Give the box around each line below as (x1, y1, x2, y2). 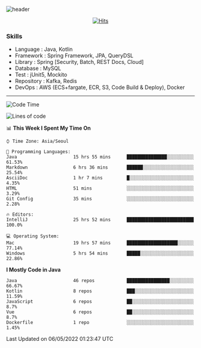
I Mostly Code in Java (6, 266, 61, 273)
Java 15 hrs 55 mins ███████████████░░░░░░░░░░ (6, 154, 194, 160)
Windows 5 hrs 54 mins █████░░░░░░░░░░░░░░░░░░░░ (6, 251, 194, 257)
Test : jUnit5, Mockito (14, 71, 68, 78)
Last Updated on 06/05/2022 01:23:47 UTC (6, 335, 114, 343)
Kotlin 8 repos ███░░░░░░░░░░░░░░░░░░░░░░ (6, 288, 194, 294)
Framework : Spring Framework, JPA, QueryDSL (14, 52, 133, 59)
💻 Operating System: (6, 233, 60, 239)
